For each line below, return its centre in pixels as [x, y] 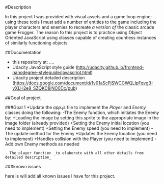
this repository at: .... [33, 62]
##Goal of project [23, 98]
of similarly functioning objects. [37, 43]
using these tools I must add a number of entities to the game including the [81, 22]
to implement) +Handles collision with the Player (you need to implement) [79, 139]
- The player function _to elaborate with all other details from [74, 153]
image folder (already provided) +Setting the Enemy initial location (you [77, 123]
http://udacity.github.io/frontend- [110, 67]
